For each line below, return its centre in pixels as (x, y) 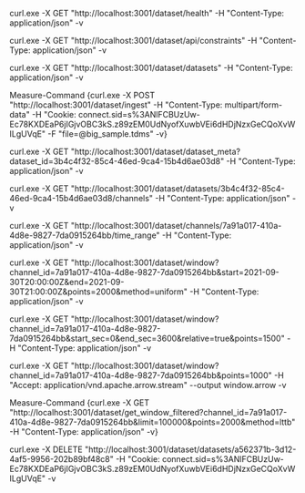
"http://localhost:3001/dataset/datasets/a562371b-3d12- (191, 449)
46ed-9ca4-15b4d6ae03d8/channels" (81, 198)
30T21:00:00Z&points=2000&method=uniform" (99, 292)
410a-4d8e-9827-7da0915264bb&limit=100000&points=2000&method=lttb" (152, 422)
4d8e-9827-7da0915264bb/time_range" (85, 235)
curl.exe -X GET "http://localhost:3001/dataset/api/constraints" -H (133, 41)
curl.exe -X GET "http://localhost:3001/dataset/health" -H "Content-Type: (147, 13)
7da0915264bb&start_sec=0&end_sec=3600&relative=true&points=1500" (147, 338)
